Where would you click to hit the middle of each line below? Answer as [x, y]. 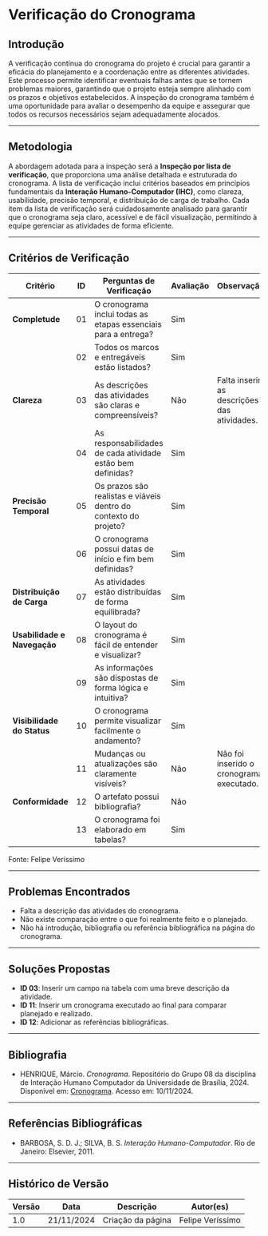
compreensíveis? [126, 415]
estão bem [114, 463]
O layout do [116, 625]
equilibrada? [118, 611]
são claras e [117, 405]
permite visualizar [128, 721]
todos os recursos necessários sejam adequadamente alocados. [114, 114]
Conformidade [41, 801]
